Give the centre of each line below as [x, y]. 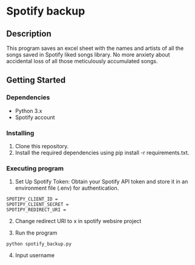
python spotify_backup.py [39, 244]
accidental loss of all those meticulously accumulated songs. [82, 61]
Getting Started [36, 80]
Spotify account [35, 117]
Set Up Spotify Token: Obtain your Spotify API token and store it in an [101, 182]
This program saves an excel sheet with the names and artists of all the [95, 48]
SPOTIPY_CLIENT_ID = [32, 199]
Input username [35, 255]
